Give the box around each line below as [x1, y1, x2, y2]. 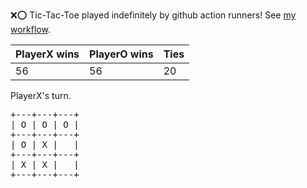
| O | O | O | [10, 119, 80, 130]
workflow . [10, 24, 51, 35]
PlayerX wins [15, 47, 80, 61]
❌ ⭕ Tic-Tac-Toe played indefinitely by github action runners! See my [10, 9, 297, 21]
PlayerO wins [89, 47, 154, 61]
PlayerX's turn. [10, 90, 72, 101]
